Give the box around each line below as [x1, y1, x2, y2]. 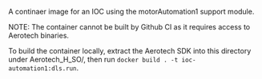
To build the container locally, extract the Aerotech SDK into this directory [8, 46, 252, 55]
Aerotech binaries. [8, 31, 70, 40]
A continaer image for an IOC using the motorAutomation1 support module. [8, 7, 255, 16]
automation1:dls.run [8, 65, 78, 73]
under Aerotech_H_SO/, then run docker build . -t [8, 55, 179, 64]
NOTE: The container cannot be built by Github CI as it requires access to [8, 22, 251, 31]
